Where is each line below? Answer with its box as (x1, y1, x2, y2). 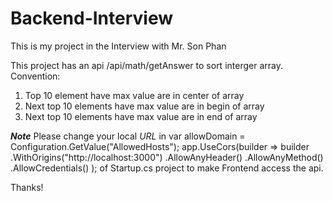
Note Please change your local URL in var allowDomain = (10, 130, 246, 142)
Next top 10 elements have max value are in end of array (24, 110, 258, 122)
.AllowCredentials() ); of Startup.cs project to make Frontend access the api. (10, 162, 324, 174)
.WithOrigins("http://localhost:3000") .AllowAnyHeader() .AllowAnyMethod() (10, 151, 324, 163)
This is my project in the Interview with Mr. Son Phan (10, 40, 227, 52)
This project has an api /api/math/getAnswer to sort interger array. (10, 59, 283, 71)
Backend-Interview (10, 7, 173, 30)
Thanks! (10, 181, 44, 193)
